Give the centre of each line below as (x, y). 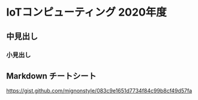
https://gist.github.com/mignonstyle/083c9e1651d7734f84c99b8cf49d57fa (99, 91)
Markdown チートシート (52, 76)
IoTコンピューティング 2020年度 (86, 12)
